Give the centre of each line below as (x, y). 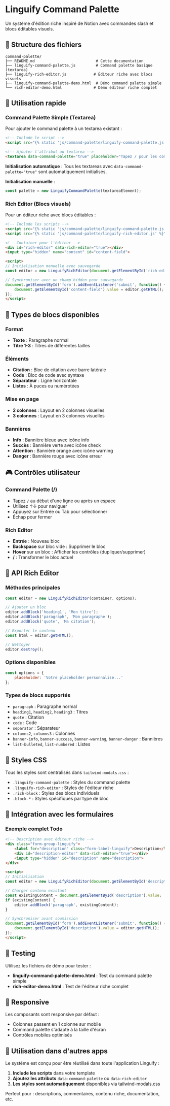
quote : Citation (28, 717)
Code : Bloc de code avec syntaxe (48, 375)
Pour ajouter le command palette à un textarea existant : (64, 128)
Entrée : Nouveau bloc (36, 541)
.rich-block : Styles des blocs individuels (56, 793)
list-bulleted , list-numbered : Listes (51, 744)
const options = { (25, 673)
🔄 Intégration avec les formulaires (59, 814)
